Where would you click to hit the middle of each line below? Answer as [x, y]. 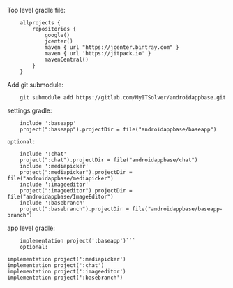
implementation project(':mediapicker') [67, 259]
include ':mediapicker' [54, 166]
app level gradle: [31, 228]
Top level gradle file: [37, 10]
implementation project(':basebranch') [65, 278]
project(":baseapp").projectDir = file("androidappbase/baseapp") [118, 129]
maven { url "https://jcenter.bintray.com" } [112, 48]
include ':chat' [44, 154]
